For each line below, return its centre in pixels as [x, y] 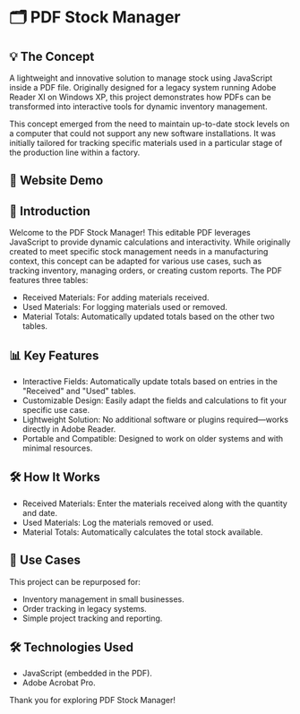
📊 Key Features [54, 355]
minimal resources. [57, 448]
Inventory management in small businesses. [103, 599]
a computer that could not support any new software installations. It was [142, 133]
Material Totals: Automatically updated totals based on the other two [148, 317]
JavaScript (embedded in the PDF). [87, 674]
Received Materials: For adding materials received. [116, 297]
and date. [40, 512]
